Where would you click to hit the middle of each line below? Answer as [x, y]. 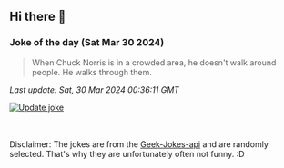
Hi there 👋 [38, 17]
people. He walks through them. [91, 72]
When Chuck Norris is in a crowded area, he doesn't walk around [154, 62]
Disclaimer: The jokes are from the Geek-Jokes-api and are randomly [139, 144]
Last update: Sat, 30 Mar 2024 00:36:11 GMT [95, 89]
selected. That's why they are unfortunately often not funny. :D [127, 153]
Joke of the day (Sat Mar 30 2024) [87, 43]
